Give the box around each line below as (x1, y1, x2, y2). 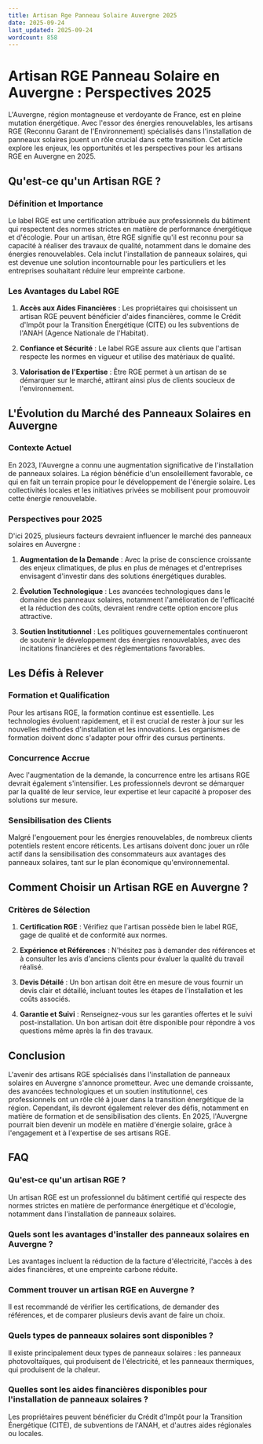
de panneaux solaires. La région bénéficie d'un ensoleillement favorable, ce (8, 468, 254, 478)
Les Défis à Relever (8, 666, 104, 680)
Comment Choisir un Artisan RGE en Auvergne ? (8, 881, 249, 894)
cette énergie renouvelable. (8, 493, 97, 503)
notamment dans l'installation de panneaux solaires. (8, 1209, 177, 1219)
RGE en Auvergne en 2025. (8, 152, 97, 161)
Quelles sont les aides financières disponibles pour (8, 1384, 208, 1395)
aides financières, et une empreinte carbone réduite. (8, 1264, 178, 1274)
